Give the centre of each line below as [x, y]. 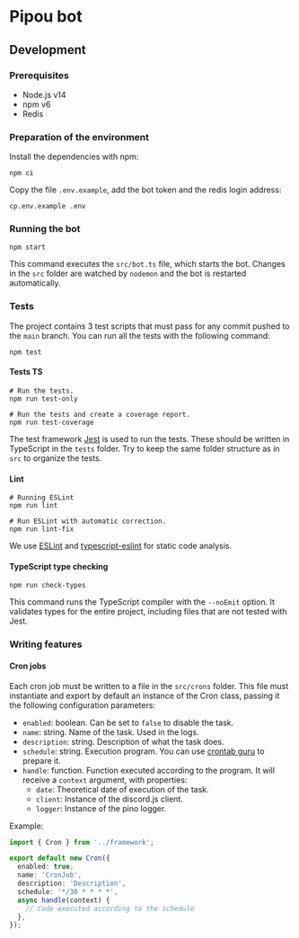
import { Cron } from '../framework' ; [82, 842]
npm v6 [36, 104]
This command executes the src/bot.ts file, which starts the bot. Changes [147, 264]
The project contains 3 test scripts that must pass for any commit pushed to [149, 326]
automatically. [35, 283]
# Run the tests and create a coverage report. [100, 414]
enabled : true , [46, 867]
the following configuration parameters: [82, 705]
